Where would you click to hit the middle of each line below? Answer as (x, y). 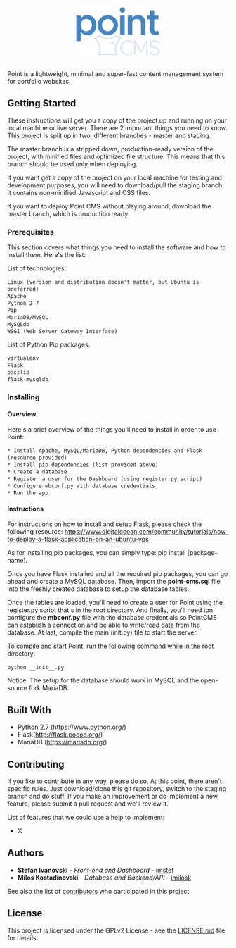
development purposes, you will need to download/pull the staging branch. (116, 185)
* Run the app (28, 493)
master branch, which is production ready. (68, 213)
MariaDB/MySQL (28, 318)
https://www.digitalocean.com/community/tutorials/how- (146, 532)
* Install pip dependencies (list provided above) (83, 465)
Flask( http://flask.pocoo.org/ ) (60, 735)
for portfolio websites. (39, 81)
